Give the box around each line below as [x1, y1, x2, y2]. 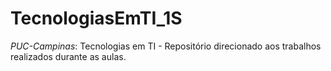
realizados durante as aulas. [10, 50, 127, 62]
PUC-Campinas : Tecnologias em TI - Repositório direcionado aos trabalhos [10, 40, 322, 52]
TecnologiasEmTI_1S [10, 7, 183, 30]
